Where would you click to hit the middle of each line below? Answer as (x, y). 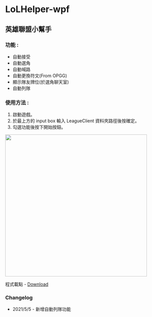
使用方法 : (17, 102)
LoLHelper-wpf (37, 9)
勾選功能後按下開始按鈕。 (39, 127)
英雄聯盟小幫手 (28, 29)
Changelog (19, 298)
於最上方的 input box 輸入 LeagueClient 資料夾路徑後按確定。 (76, 121)
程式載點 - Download (27, 284)
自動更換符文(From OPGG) (40, 75)
